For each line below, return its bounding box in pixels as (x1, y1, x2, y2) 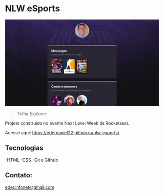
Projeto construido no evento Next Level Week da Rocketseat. (5, 120, 129, 126)
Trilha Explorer (17, 111, 47, 117)
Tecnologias (5, 144, 43, 152)
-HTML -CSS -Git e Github (5, 157, 59, 163)
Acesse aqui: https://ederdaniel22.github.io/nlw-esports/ (5, 129, 120, 135)
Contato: (5, 171, 33, 179)
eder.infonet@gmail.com (5, 184, 55, 190)
